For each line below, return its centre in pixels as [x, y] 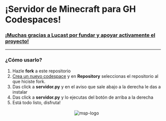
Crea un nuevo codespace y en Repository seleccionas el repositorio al [85, 76]
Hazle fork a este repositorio [41, 71]
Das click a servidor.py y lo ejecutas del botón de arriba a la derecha [83, 97]
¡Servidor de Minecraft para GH [70, 9]
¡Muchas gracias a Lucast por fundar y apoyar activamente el [80, 35]
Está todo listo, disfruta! [36, 102]
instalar [20, 92]
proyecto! [17, 42]
